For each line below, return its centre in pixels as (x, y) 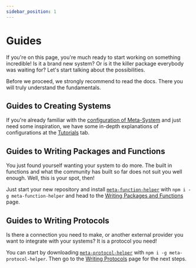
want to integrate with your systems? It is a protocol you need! (82, 241)
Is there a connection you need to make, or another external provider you (95, 235)
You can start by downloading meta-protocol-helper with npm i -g (87, 252)
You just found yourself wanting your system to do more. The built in (89, 165)
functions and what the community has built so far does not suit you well (94, 172)
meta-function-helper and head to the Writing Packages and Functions (97, 196)
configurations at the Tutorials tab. (48, 133)
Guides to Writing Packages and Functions (86, 151)
